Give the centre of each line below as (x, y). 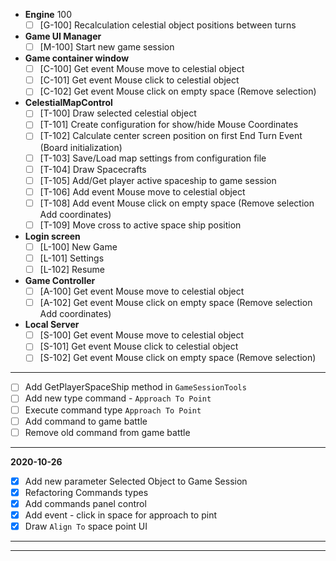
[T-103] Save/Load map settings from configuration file (153, 158)
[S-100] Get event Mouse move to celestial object (142, 335)
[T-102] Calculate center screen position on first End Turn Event (171, 136)
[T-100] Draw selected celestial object (118, 113)
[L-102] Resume (72, 269)
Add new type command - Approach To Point (118, 398)
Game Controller (60, 281)
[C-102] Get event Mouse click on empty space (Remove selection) (178, 91)
